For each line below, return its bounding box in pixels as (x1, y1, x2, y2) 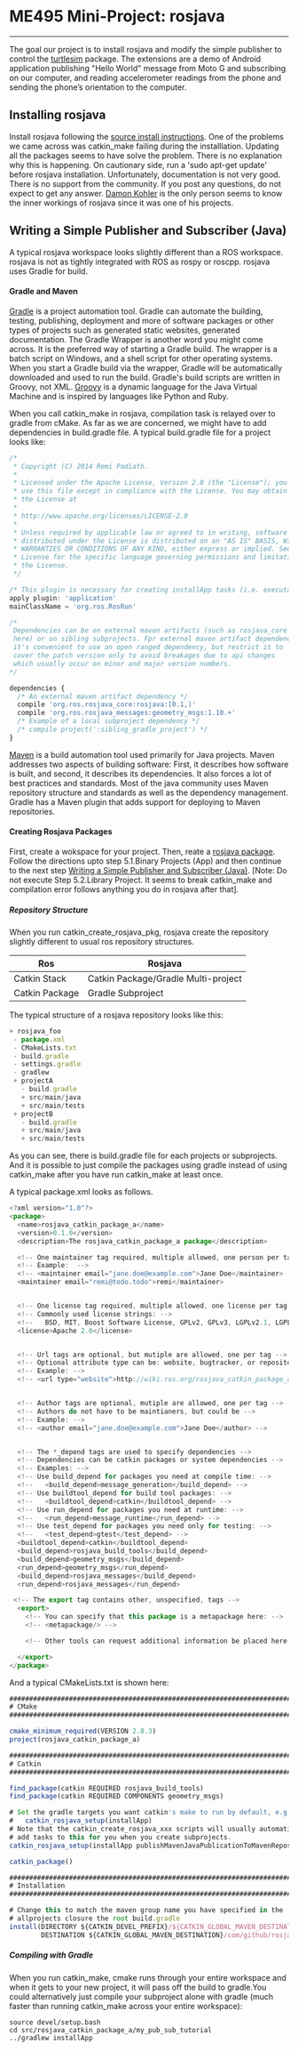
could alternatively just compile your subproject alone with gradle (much (9, 1991, 274, 2002)
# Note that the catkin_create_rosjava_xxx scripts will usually (9, 1825, 255, 1834)
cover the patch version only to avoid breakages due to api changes (12, 651, 276, 660)
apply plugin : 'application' (9, 593, 117, 602)
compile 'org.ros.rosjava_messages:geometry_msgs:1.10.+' (17, 709, 237, 718)
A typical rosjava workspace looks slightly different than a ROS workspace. (9, 246, 284, 257)
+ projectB (12, 1109, 53, 1118)
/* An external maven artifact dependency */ (17, 692, 189, 701)
